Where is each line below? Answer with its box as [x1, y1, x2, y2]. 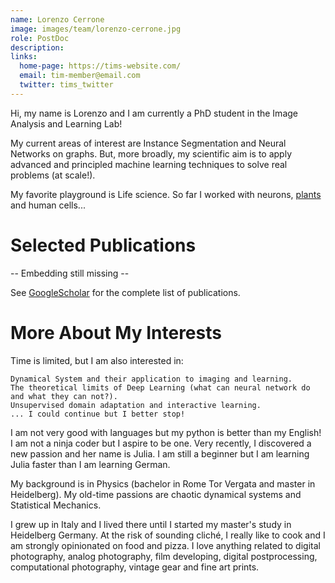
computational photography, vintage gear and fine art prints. [10, 561, 260, 573]
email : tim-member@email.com [19, 71, 141, 81]
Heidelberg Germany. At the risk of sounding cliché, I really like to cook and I [10, 529, 326, 541]
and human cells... [10, 199, 86, 211]
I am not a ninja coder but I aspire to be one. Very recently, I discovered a [10, 437, 312, 449]
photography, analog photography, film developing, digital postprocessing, [10, 550, 318, 562]
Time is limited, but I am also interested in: [10, 354, 184, 366]
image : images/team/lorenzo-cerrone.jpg [10, 24, 182, 34]
